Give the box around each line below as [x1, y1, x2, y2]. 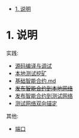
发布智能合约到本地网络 [14, 85, 73, 92]
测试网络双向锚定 [14, 100, 57, 107]
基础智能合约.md [14, 77, 56, 84]
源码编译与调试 [14, 62, 52, 69]
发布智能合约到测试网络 [14, 92, 73, 99]
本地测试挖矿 [14, 70, 47, 77]
